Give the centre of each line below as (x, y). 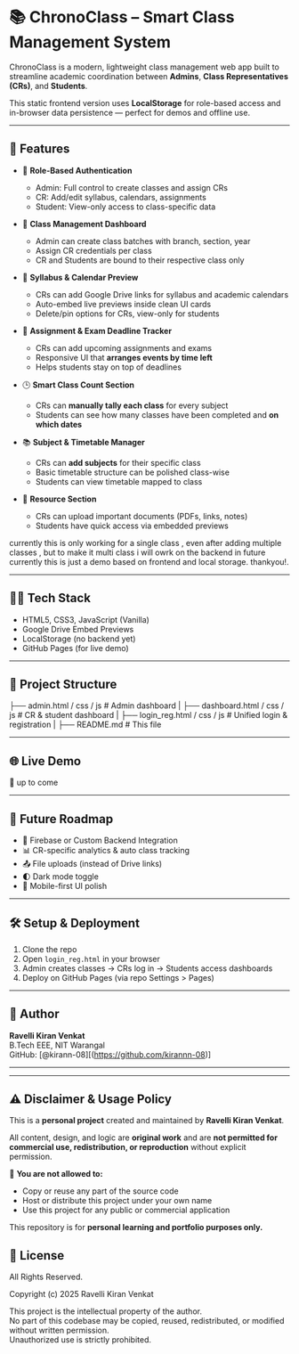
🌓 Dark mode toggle (61, 877)
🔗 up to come (34, 783)
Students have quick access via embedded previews (132, 526)
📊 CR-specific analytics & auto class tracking (105, 850)
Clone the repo (49, 949)
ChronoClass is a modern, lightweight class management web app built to (145, 67)
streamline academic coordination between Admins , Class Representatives (149, 76)
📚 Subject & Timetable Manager (83, 442)
